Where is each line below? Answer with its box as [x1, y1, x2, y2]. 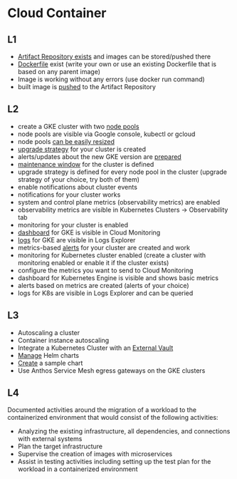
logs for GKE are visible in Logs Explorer [17, 235, 136, 244]
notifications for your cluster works [17, 190, 121, 199]
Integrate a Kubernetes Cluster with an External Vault [17, 344, 174, 352]
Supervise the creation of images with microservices [17, 450, 173, 458]
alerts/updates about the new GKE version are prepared [17, 152, 181, 161]
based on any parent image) [17, 68, 101, 76]
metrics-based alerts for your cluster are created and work [17, 243, 191, 252]
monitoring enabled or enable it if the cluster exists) [17, 258, 169, 267]
